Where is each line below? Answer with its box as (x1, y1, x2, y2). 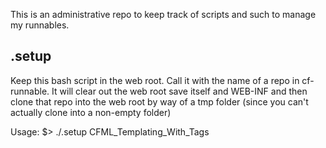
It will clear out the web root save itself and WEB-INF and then (51, 85, 308, 97)
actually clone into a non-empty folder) (10, 106, 172, 118)
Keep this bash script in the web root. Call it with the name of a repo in (10, 74, 300, 86)
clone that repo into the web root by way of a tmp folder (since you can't (10, 95, 309, 108)
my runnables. (10, 19, 70, 31)
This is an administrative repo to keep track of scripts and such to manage (10, 9, 317, 20)
